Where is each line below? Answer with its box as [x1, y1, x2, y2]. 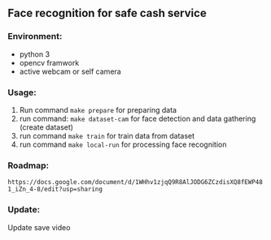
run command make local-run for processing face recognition [19, 139, 227, 149]
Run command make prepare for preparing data [19, 105, 177, 114]
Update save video [7, 222, 71, 232]
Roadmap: [7, 160, 50, 171]
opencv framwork [19, 58, 80, 67]
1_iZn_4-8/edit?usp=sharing [7, 186, 103, 194]
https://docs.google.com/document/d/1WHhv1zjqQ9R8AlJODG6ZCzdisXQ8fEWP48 [7, 178, 264, 186]
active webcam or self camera [19, 66, 121, 76]
